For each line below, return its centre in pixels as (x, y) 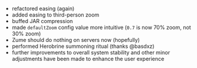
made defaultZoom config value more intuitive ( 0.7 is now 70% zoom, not (101, 27)
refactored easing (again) (43, 9)
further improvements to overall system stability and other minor (91, 52)
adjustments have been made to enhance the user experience (88, 59)
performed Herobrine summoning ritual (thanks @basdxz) (83, 46)
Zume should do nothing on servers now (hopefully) (76, 40)
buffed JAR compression (42, 21)
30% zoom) (26, 34)
